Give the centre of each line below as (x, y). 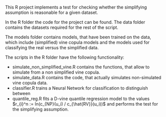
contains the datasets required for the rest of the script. (62, 27)
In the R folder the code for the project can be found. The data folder (75, 22)
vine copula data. (30, 83)
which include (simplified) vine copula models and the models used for (77, 42)
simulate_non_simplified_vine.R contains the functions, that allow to (81, 67)
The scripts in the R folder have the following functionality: (65, 57)
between (21, 93)
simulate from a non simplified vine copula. (56, 72)
